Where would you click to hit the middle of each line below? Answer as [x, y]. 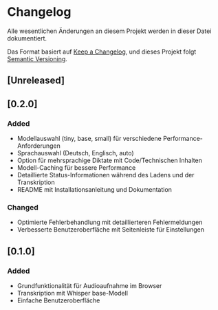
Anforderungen [39, 146]
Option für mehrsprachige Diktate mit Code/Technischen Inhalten [110, 160]
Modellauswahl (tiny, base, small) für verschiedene [89, 139]
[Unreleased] [36, 81]
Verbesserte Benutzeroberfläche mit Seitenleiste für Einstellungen [111, 230]
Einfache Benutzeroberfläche [58, 300]
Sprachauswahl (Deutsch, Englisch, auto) [75, 153]
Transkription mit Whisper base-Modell [73, 293]
